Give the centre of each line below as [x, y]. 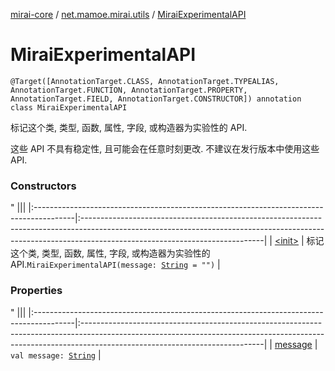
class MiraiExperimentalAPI [69, 107]
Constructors [43, 186]
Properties [36, 291]
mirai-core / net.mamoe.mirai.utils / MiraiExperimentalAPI [128, 14]
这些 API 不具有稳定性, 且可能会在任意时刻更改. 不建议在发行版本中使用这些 [165, 148]
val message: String [53, 355]
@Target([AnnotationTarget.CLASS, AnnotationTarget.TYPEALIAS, [145, 81]
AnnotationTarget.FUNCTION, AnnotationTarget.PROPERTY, [129, 90]
